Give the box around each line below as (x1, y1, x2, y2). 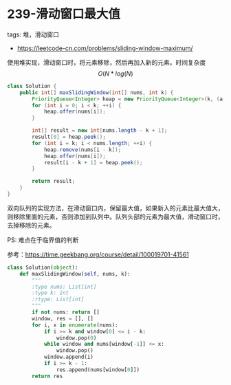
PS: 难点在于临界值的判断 (7, 235, 79, 244)
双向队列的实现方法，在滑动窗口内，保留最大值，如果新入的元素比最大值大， (7, 203, 224, 212)
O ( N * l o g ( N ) (98, 69, 133, 78)
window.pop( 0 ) (56, 334, 97, 341)
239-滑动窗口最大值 (7, 6, 120, 22)
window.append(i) (43, 353, 94, 361)
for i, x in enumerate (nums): (32, 321, 118, 329)
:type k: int (32, 289, 69, 296)
